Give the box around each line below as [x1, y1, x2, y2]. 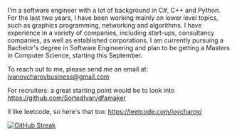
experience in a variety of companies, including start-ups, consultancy [7, 28, 215, 37]
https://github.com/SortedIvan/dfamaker [7, 93, 127, 102]
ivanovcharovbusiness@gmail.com [7, 72, 110, 81]
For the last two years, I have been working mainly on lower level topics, [7, 13, 218, 22]
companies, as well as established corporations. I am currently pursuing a [7, 36, 224, 45]
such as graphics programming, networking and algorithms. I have [7, 21, 202, 29]
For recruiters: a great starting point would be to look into [7, 86, 175, 94]
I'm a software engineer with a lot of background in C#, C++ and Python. [7, 6, 221, 14]
